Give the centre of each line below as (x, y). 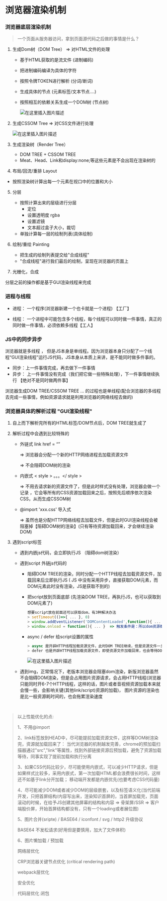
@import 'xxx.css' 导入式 (45, 509)
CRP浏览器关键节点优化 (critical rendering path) (66, 861)
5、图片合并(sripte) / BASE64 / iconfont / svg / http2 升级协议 (80, 819)
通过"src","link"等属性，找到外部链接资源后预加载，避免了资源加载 (94, 750)
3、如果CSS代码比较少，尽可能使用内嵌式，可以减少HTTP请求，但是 (88, 767)
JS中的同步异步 (24, 339)
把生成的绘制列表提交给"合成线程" (54, 255)
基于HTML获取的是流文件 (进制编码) (56, 60)
